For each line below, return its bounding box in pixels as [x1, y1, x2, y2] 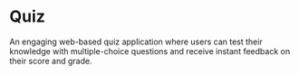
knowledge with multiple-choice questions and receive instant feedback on [9, 45, 291, 56]
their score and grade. [9, 55, 92, 66]
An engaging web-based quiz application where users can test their [9, 36, 263, 47]
